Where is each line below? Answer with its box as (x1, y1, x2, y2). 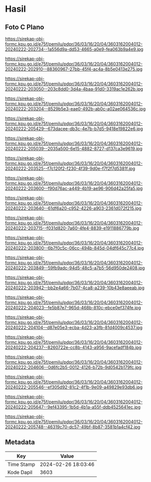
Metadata (5, 438, 35, 446)
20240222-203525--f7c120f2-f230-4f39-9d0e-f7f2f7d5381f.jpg (5, 165, 135, 171)
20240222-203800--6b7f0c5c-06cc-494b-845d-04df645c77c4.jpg (5, 245, 144, 251)
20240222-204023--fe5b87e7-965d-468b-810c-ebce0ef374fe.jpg (5, 305, 141, 310)
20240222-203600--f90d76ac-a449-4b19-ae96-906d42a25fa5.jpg (5, 185, 143, 191)
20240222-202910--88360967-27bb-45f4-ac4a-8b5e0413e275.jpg (5, 66, 143, 72)
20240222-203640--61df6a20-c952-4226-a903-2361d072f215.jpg (5, 206, 142, 211)
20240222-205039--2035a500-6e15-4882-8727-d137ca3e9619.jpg (5, 146, 143, 151)
